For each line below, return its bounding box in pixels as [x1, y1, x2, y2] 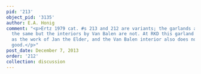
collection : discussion [6, 58, 66, 64]
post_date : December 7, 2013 [6, 48, 79, 54]
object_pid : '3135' [6, 14, 55, 20]
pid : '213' [6, 8, 33, 15]
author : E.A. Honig [6, 20, 55, 26]
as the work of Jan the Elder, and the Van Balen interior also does [11, 36, 188, 42]
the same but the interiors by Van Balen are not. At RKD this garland [11, 31, 194, 37]
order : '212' [6, 53, 39, 59]
